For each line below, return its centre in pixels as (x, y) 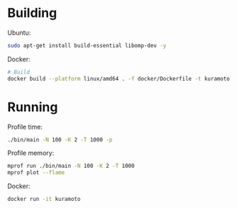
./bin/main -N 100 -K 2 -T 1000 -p (60, 139)
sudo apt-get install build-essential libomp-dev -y (87, 45)
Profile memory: (31, 153)
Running (33, 107)
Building (32, 13)
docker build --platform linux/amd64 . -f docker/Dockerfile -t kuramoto (119, 79)
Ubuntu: (19, 33)
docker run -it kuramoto (44, 200)
